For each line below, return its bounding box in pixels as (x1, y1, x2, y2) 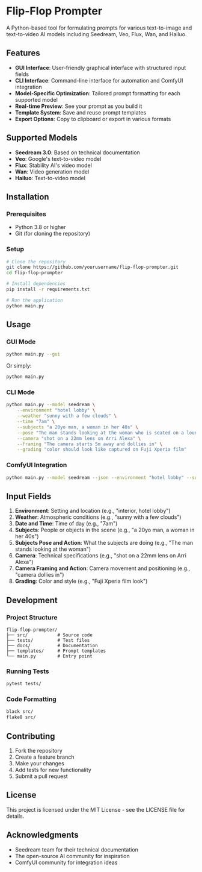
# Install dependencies (6, 281, 66, 287)
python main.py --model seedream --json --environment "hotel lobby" (6, 474, 185, 480)
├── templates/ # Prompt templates (6, 648, 106, 654)
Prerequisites (6, 210, 46, 218)
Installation (6, 192, 49, 202)
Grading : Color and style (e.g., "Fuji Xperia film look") (14, 577, 148, 585)
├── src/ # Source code (6, 632, 93, 638)
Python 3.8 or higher (14, 224, 66, 231)
